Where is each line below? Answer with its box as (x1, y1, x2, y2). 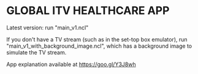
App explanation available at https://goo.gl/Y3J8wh (6, 61, 136, 68)
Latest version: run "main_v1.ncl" (6, 24, 89, 31)
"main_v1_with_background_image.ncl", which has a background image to (6, 42, 192, 50)
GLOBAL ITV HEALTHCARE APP (6, 4, 170, 18)
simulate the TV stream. (6, 48, 67, 56)
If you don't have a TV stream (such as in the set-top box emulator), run (6, 35, 188, 43)
